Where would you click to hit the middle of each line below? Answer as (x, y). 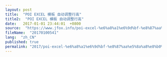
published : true (22, 42)
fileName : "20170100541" (32, 33)
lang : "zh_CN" (21, 38)
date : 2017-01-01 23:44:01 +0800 (43, 24)
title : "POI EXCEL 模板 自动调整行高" (43, 14)
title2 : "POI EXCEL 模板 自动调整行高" (44, 19)
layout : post (19, 10)
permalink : (16, 47)
